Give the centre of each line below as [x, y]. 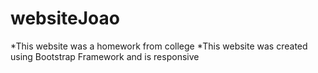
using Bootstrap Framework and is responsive [105, 56]
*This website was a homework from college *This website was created [159, 46]
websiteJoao [65, 18]
